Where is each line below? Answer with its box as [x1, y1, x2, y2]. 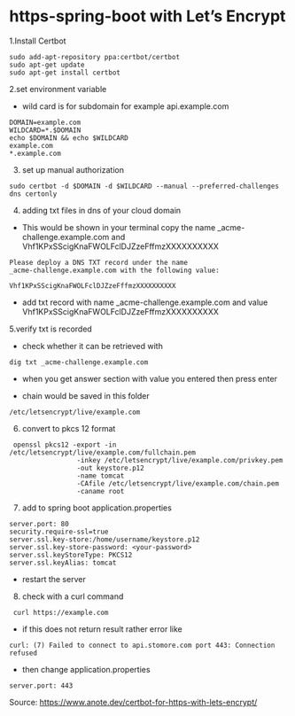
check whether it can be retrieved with [21, 340, 164, 351]
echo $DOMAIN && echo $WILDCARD [9, 133, 128, 143]
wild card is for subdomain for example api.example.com [21, 100, 229, 112]
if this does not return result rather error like [21, 623, 183, 634]
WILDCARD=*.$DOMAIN [9, 126, 82, 135]
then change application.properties [21, 664, 151, 674]
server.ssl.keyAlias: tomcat [9, 558, 117, 567]
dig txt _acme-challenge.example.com [9, 357, 149, 367]
